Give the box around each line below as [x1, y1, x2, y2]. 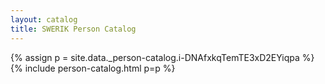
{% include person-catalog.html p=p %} [10, 62, 176, 74]
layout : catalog [10, 14, 78, 25]
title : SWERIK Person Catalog [10, 24, 137, 34]
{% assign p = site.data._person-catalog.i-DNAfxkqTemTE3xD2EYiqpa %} [10, 51, 315, 63]
